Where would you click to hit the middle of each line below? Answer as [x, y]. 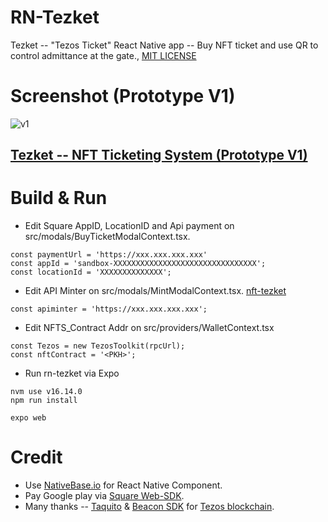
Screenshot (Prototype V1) [123, 96]
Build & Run [59, 198]
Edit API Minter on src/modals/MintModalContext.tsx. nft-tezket [155, 291]
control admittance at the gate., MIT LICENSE [103, 55]
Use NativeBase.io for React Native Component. [123, 485]
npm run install [44, 401]
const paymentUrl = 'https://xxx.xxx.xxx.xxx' [109, 255]
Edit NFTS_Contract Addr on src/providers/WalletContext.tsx [149, 328]
